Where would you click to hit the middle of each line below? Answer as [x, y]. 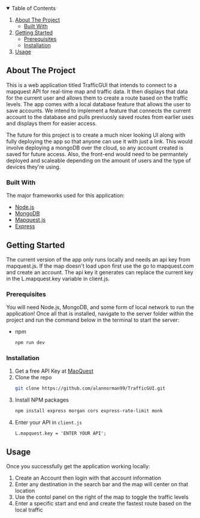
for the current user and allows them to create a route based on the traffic [97, 98]
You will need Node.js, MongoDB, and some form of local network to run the [100, 307]
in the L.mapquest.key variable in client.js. [58, 279]
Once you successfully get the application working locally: [78, 466]
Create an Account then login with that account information [88, 478]
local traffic [29, 510]
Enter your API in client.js [49, 423]
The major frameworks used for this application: [65, 196]
